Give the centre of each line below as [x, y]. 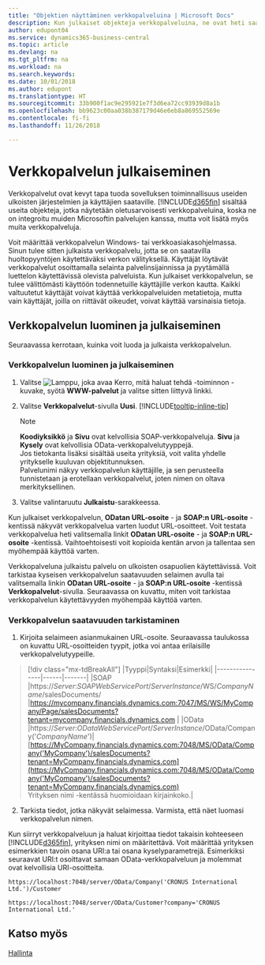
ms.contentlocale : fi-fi [49, 118]
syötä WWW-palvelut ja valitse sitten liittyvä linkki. [130, 391]
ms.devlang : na [33, 52]
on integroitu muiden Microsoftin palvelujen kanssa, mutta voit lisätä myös [129, 219]
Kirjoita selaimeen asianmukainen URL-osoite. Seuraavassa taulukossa [134, 638]
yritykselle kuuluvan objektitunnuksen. [82, 462]
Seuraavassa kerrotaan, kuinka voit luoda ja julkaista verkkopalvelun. [120, 345]
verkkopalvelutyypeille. [57, 654]
